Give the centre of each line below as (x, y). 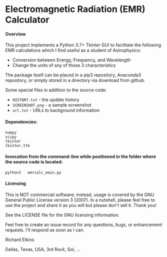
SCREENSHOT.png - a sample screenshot (52, 105)
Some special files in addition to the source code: (56, 90)
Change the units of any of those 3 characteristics (64, 65)
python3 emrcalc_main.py (33, 172)
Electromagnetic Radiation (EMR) (75, 9)
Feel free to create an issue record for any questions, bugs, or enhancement (84, 224)
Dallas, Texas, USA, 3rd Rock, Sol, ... (43, 249)
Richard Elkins (20, 239)
